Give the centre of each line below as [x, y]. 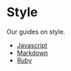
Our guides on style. [36, 32]
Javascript [32, 45]
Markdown [32, 53]
